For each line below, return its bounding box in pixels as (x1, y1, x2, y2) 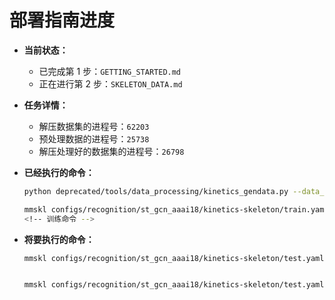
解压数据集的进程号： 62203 (38, 120, 150, 132)
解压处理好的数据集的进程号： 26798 (38, 145, 185, 157)
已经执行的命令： (23, 166, 95, 178)
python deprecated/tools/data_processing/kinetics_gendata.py (23, 186, 289, 196)
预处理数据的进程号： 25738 (38, 132, 150, 145)
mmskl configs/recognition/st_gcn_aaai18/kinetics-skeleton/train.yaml (23, 204, 329, 215)
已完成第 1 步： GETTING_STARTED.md (38, 65, 182, 77)
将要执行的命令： (23, 233, 95, 245)
